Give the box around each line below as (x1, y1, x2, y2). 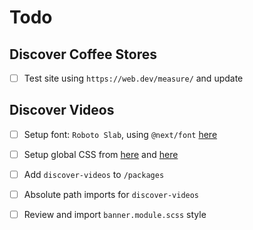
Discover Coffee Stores (9, 46, 157, 63)
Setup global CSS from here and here (23, 148, 179, 160)
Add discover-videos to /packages (23, 169, 165, 180)
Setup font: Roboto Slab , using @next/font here (23, 128, 218, 140)
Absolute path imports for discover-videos (23, 189, 200, 201)
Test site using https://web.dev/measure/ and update (23, 72, 244, 84)
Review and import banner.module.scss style (23, 209, 207, 221)
